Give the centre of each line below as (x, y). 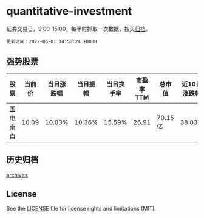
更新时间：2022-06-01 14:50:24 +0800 (52, 41)
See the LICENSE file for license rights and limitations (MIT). (81, 209)
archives (17, 175)
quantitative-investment (69, 11)
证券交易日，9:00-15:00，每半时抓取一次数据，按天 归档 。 (79, 29)
